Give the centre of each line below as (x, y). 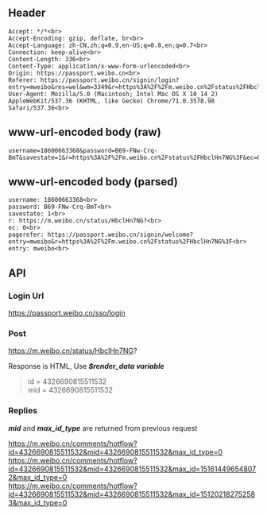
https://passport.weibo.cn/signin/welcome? (120, 235)
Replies (23, 411)
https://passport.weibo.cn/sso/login (67, 313)
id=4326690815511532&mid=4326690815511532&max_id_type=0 (116, 451)
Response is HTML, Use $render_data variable (86, 366)
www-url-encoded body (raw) (85, 132)
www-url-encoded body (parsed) (93, 182)
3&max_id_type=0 (38, 502)
